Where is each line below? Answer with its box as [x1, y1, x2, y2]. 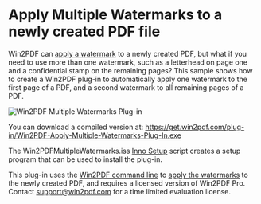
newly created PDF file [8, 22, 161, 41]
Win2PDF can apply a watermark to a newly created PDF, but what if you [8, 49, 247, 58]
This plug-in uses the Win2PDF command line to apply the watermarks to [8, 170, 248, 179]
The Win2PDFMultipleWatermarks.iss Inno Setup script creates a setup [8, 146, 241, 155]
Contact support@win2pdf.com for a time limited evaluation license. [8, 186, 232, 196]
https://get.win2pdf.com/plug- [145, 122, 245, 131]
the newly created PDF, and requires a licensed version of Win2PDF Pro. [8, 178, 246, 188]
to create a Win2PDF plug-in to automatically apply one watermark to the [8, 74, 248, 84]
